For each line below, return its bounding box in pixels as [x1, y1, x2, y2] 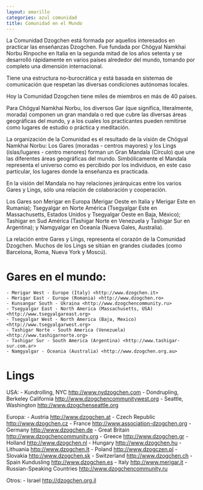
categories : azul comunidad [6, 15, 78, 21]
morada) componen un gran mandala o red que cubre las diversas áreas [6, 111, 187, 119]
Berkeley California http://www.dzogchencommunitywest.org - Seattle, [6, 395, 184, 402]
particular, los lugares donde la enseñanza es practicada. [6, 168, 150, 175]
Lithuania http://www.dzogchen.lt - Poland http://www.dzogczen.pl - [6, 446, 178, 453]
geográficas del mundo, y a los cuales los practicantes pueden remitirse [6, 117, 187, 125]
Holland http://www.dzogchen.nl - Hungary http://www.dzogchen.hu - [6, 439, 182, 447]
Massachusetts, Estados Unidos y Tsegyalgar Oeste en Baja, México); [6, 211, 181, 218]
